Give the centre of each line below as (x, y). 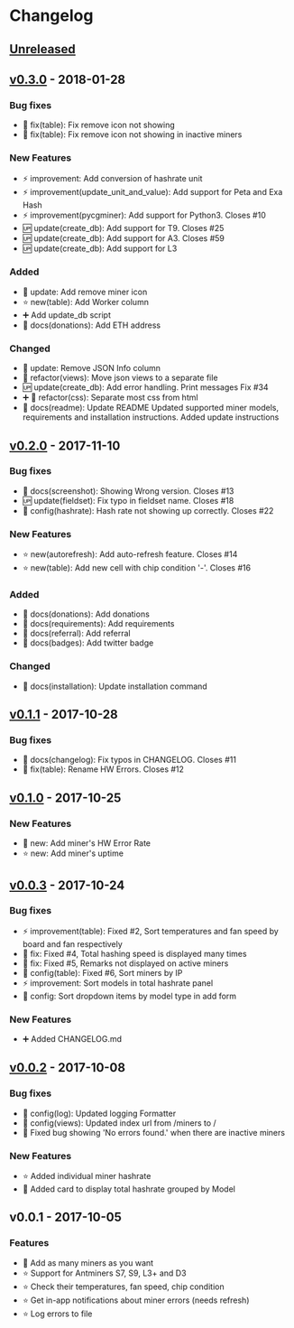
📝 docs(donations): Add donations (86, 614)
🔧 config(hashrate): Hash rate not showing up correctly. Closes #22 (148, 510)
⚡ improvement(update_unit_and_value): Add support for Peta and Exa (152, 191)
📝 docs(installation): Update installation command (115, 686)
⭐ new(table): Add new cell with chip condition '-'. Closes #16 (136, 568)
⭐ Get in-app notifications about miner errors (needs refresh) (136, 1300)
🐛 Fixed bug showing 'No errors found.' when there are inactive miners (154, 1132)
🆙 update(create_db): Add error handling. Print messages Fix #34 (145, 387)
